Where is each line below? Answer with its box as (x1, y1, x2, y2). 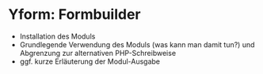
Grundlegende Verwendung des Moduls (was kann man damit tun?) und (19, 39, 255, 49)
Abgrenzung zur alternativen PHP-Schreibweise (19, 48, 177, 57)
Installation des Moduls (19, 31, 96, 41)
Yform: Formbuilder (8, 6, 141, 24)
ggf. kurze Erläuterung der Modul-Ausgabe (19, 57, 161, 66)
